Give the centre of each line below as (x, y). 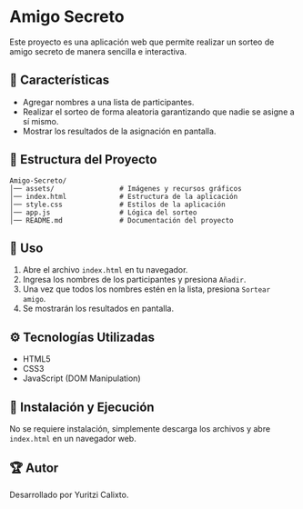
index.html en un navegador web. (73, 439)
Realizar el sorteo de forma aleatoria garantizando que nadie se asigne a (158, 112)
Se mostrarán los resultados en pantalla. (98, 309)
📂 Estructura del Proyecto (83, 160)
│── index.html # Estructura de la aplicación (124, 196)
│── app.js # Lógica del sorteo (103, 212)
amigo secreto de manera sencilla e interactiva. (98, 51)
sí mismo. (40, 121)
